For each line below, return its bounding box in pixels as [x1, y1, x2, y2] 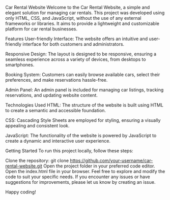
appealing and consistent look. [5, 123, 70, 128]
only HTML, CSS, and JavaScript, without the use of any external [5, 15, 141, 21]
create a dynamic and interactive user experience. [5, 138, 111, 144]
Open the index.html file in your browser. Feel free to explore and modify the [5, 169, 165, 174]
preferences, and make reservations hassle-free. [5, 77, 108, 83]
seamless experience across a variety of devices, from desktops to [5, 56, 146, 62]
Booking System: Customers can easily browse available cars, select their [5, 72, 160, 78]
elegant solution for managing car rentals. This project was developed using [5, 10, 165, 16]
